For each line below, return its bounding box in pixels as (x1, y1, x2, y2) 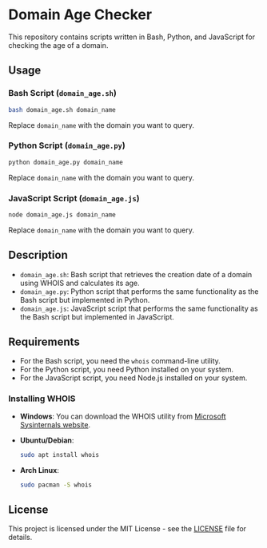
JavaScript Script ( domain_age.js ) (8, 193, 140, 204)
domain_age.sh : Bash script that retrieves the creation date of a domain (19, 269, 253, 279)
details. (8, 533, 33, 542)
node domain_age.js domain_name (8, 210, 116, 219)
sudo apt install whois (19, 451, 100, 459)
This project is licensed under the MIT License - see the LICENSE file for (8, 524, 246, 534)
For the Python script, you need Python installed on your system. (19, 365, 234, 375)
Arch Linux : (19, 465, 60, 475)
